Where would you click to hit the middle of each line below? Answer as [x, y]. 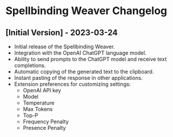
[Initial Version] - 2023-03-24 [62, 33]
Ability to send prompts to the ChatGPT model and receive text [90, 59]
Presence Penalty [44, 128]
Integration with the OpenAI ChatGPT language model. [80, 53]
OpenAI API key [42, 90]
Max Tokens [38, 109]
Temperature [38, 103]
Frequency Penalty [46, 121]
